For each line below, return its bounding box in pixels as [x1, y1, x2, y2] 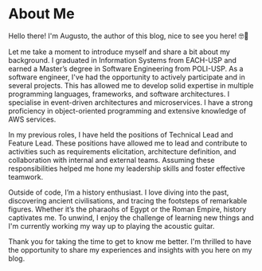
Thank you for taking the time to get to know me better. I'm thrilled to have [8, 236, 252, 246]
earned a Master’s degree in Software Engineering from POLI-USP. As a [8, 64, 244, 73]
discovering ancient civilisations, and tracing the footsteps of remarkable [8, 196, 248, 205]
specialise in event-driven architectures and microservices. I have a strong [8, 97, 253, 107]
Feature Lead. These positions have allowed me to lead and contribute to [8, 138, 248, 148]
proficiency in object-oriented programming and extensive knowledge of [8, 106, 247, 115]
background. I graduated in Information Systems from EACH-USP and [8, 55, 237, 64]
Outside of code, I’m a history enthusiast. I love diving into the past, [8, 188, 229, 197]
